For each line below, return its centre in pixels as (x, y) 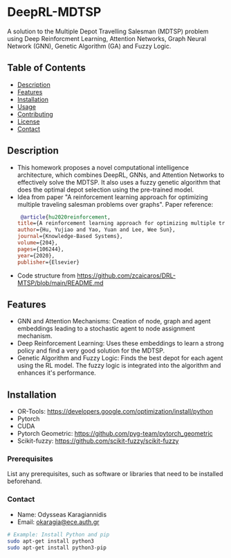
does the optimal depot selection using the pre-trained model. (105, 189)
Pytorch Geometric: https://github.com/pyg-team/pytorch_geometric (115, 434)
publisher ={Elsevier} (48, 262)
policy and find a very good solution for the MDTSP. (91, 350)
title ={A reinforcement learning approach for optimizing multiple (116, 223)
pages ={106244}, (40, 249)
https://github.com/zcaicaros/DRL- (127, 276)
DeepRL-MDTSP (54, 12)
